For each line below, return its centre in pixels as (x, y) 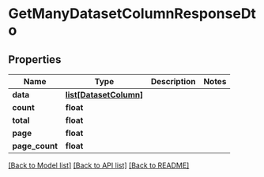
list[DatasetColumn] (104, 95)
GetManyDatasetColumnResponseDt (132, 14)
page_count (35, 146)
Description (173, 81)
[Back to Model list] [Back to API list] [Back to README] (99, 165)
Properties (35, 59)
